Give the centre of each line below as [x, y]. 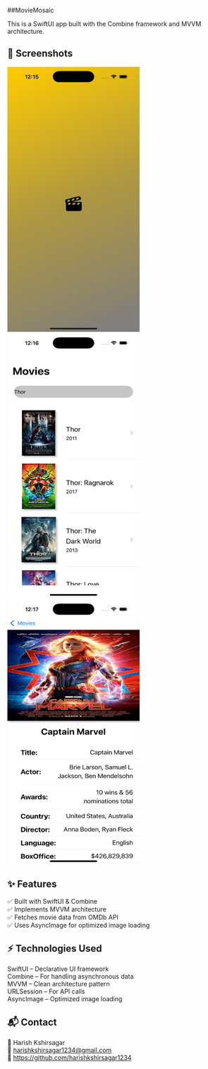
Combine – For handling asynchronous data [71, 976]
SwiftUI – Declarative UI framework [58, 969]
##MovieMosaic [31, 10]
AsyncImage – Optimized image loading [65, 999]
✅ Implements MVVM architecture [57, 909]
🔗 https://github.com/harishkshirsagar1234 [69, 1058]
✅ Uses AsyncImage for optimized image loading [79, 925]
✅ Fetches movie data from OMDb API [63, 917]
